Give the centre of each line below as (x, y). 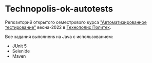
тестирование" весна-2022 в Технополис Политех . (58, 27)
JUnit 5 (19, 46)
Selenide (21, 51)
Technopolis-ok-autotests (59, 9)
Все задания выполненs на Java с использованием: (59, 37)
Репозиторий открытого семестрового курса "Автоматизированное (76, 22)
